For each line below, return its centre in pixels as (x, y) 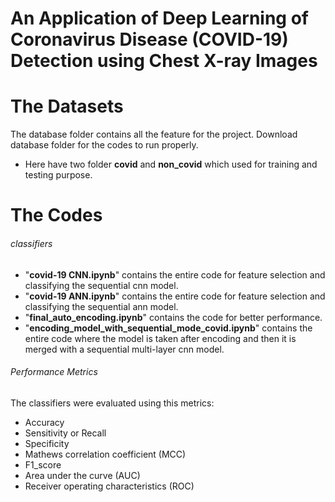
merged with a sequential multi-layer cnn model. (124, 349)
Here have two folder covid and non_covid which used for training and (171, 164)
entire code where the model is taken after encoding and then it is (160, 338)
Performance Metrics (54, 372)
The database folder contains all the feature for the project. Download (154, 134)
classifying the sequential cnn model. (101, 285)
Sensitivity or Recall (65, 433)
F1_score (43, 464)
